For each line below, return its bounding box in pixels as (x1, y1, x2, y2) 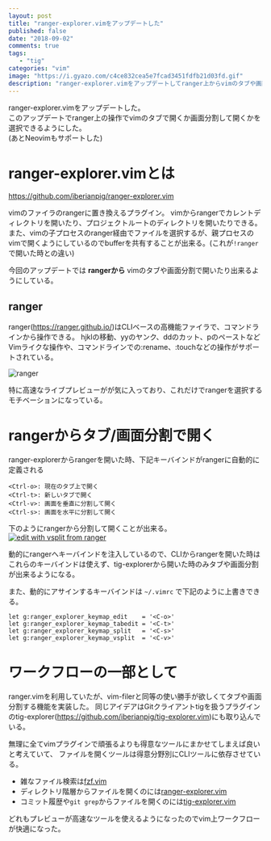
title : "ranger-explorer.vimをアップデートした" (8, 19, 164, 27)
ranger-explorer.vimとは (8, 164, 175, 183)
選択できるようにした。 (8, 123, 86, 132)
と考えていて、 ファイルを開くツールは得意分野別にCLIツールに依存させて (8, 749, 254, 759)
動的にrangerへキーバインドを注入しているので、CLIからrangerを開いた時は (8, 549, 261, 559)
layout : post (8, 11, 52, 20)
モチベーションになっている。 (8, 395, 107, 405)
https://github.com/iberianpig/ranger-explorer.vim (8, 191, 174, 201)
